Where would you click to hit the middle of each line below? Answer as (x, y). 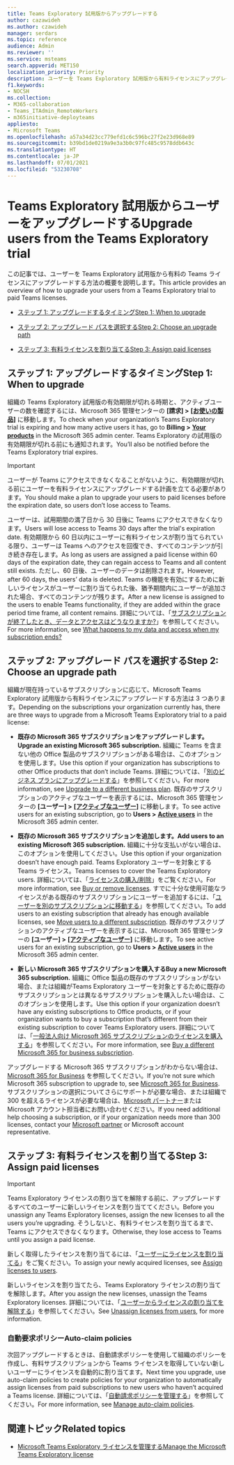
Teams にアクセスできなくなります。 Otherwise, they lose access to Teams (115, 1232)
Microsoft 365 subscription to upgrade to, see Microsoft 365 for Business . (114, 1084)
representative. (29, 1132)
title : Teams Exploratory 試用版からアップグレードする (83, 14)
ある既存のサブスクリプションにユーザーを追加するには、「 (132, 897)
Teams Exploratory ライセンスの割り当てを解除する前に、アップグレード (111, 1198)
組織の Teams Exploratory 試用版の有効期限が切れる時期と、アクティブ (109, 402)
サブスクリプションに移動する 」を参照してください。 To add (140, 906)
